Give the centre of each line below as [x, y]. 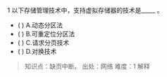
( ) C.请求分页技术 [43, 43]
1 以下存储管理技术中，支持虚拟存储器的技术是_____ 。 [85, 10]
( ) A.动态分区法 [40, 25]
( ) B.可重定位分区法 [46, 34]
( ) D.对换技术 [37, 51]
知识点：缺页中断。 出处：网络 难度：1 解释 [87, 66]
